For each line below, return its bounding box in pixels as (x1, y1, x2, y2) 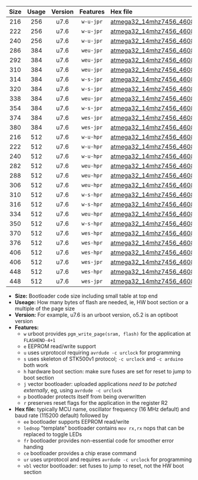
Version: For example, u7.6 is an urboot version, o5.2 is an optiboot (14, 311, 179, 318)
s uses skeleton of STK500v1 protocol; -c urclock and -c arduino (23, 355, 184, 362)
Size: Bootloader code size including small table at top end (14, 292, 158, 299)
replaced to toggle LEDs (23, 431, 82, 437)
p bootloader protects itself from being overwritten (23, 393, 146, 400)
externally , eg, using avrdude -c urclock (23, 387, 123, 394)
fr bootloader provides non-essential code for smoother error (23, 437, 174, 444)
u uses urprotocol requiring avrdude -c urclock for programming (23, 349, 181, 356)
